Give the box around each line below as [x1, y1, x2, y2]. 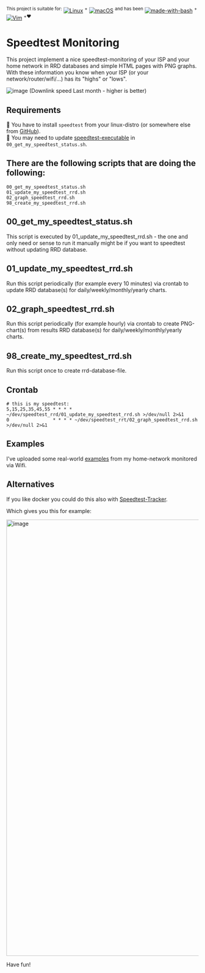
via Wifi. [6, 461, 27, 468]
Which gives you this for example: [6, 507, 92, 514]
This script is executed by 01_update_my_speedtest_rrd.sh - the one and [6, 233, 188, 240]
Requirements [6, 104, 61, 115]
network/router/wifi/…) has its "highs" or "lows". [6, 75, 127, 82]
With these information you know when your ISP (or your [6, 69, 149, 76]
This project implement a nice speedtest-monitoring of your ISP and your [6, 56, 190, 64]
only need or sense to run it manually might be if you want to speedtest [6, 239, 185, 247]
